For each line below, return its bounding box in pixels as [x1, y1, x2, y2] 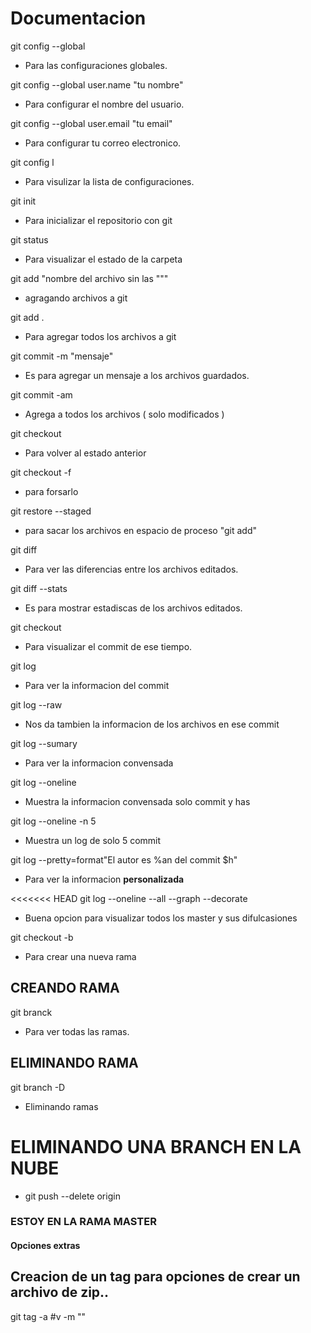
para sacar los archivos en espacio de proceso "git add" [24, 524, 257, 536]
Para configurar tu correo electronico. [24, 137, 182, 149]
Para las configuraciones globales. [24, 59, 168, 71]
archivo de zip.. [10, 1284, 110, 1301]
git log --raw [10, 698, 63, 711]
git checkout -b [10, 931, 74, 943]
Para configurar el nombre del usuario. [24, 98, 185, 110]
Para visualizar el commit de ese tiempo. [24, 640, 193, 652]
